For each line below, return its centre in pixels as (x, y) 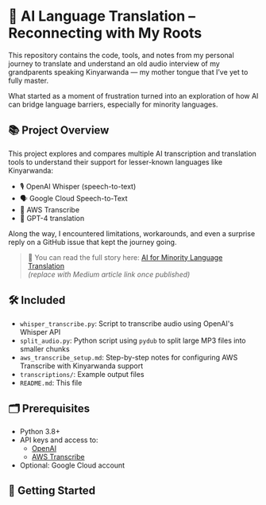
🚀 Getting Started (52, 490)
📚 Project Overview (59, 130)
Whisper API (40, 332)
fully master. (29, 80)
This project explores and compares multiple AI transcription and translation (132, 153)
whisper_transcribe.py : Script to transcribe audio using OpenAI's (127, 323)
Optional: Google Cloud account (72, 465)
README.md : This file (51, 383)
